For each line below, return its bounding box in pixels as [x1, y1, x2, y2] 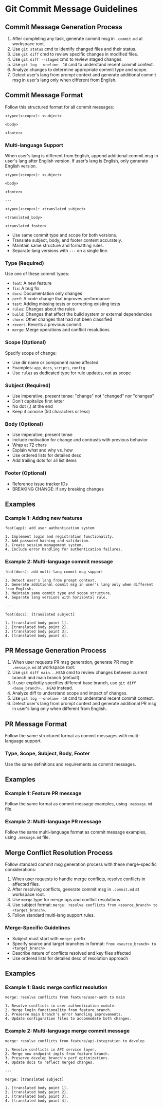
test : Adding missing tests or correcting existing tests [12, 301, 121, 307]
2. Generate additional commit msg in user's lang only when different [5, 582, 153, 587]
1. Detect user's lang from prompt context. [5, 578, 97, 582]
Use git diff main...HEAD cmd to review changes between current [12, 670, 147, 675]
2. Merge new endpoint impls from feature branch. [5, 1051, 110, 1056]
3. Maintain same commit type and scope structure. [5, 590, 112, 596]
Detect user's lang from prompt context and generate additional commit [12, 72, 157, 77]
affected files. [12, 881, 40, 887]
